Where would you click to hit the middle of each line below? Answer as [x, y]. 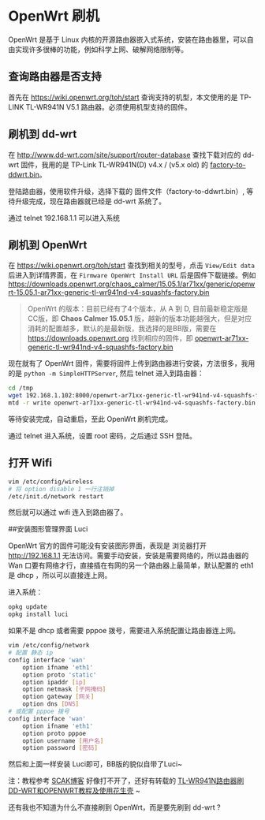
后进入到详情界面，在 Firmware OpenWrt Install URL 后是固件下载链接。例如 [132, 275]
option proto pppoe [54, 733]
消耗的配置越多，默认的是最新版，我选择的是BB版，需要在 [122, 329]
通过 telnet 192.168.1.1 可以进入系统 [64, 218]
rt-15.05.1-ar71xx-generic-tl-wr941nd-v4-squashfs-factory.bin [109, 293]
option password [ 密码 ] [60, 748]
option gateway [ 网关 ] [58, 697]
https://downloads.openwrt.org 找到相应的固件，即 [110, 338]
